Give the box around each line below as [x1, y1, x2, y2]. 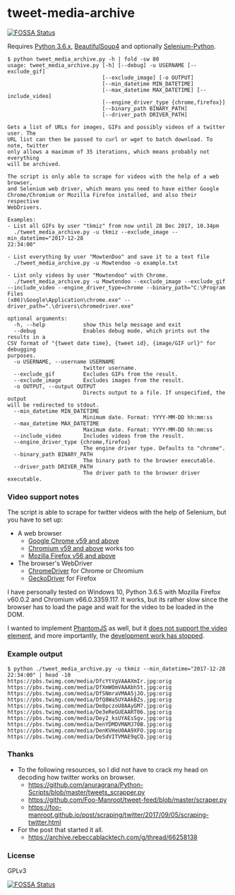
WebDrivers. [7, 203, 42, 211]
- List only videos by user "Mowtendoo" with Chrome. [7, 272, 169, 279]
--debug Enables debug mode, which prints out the [13, 327, 210, 335]
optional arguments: [7, 315, 68, 322]
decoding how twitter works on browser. [17, 773, 135, 781]
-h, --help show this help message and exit [13, 321, 181, 328]
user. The [7, 129, 37, 137]
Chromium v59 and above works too [28, 544, 134, 553]
